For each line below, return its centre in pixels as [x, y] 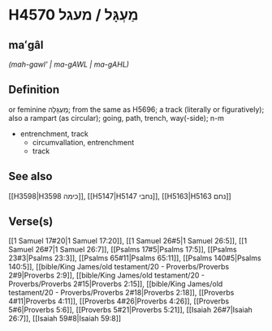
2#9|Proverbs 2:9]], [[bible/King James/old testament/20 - [107, 275]
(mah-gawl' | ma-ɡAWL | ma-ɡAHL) [69, 64]
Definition [34, 90]
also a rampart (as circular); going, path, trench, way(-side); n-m [117, 118]
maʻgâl [26, 45]
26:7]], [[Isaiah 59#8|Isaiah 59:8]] [65, 319]
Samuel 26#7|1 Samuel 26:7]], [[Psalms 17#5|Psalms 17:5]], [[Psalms [123, 250]
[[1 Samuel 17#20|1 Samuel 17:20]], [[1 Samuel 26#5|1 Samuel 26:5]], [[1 [128, 241]
